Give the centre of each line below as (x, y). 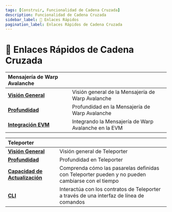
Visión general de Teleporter (94, 151)
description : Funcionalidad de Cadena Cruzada (56, 15)
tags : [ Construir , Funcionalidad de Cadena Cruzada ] (63, 10)
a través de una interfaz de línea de (102, 196)
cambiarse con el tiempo (89, 181)
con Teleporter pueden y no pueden (103, 175)
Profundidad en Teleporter (91, 160)
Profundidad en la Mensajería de (111, 107)
